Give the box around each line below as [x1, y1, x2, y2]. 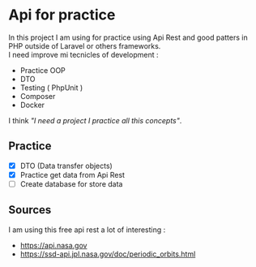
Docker [19, 100, 45, 110]
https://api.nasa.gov [19, 240, 87, 250]
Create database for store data [19, 179, 123, 188]
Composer [19, 91, 56, 101]
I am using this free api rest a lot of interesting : [8, 225, 166, 235]
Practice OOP [19, 65, 66, 75]
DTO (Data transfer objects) [19, 161, 113, 170]
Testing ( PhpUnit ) [19, 83, 83, 93]
